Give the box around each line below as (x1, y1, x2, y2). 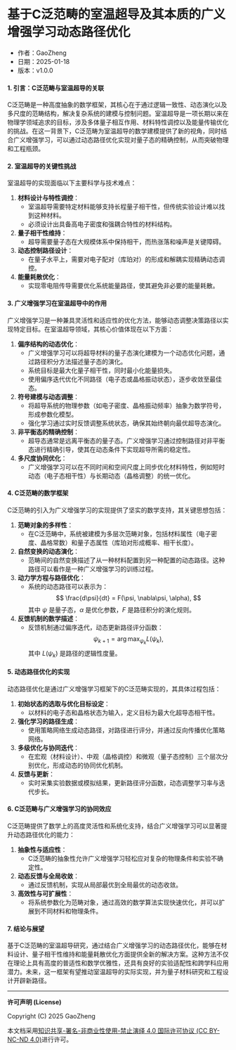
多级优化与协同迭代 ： (17, 743, 79, 752)
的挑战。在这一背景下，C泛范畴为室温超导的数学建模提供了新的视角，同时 (7, 127, 221, 136)
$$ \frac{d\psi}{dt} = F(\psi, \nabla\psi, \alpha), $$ (55, 593, 202, 602)
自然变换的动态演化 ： (17, 547, 79, 555)
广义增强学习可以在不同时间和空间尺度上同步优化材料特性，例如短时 (27, 462, 225, 471)
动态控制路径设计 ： (17, 247, 74, 255)
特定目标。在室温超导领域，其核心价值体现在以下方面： (13, 325, 173, 333)
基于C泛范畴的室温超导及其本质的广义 (7, 6, 226, 22)
